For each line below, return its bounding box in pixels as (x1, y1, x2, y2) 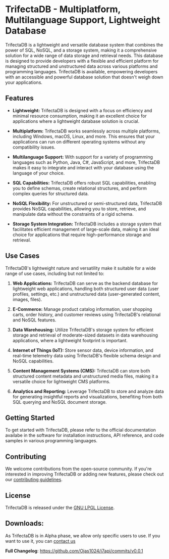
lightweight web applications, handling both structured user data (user (12, 286, 159, 292)
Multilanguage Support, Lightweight (5, 14, 160, 26)
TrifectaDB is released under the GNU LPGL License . (5, 504, 115, 510)
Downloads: (5, 519, 44, 528)
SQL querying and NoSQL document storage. (12, 399, 107, 405)
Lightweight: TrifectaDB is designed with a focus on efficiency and (12, 107, 152, 113)
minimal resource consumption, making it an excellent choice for (12, 113, 147, 119)
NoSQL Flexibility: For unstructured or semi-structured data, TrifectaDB (12, 200, 162, 206)
